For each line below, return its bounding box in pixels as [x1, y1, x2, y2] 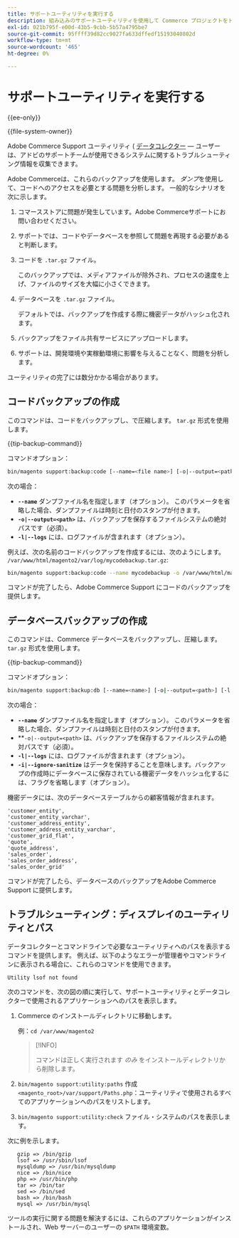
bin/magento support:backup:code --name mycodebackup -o [7, 569, 180, 576]
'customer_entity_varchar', [7, 814, 91, 821]
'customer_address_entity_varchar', [7, 826, 116, 833]
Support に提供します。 [7, 886, 76, 894]
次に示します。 [7, 192, 51, 201]
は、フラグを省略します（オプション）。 [17, 778, 134, 787]
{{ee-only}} [7, 113, 41, 122]
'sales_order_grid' [7, 864, 65, 871]
